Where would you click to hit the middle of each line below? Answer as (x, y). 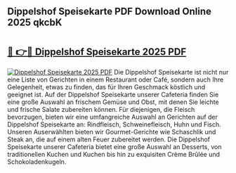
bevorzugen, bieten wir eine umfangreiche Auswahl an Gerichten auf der (112, 117)
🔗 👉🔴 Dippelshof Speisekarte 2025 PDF (97, 52)
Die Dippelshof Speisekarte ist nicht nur (171, 72)
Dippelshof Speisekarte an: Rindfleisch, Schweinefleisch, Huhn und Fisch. (114, 124)
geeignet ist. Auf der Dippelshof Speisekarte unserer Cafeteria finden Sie (113, 95)
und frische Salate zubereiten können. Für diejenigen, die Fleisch (101, 109)
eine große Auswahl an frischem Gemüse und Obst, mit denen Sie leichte (113, 102)
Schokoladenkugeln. (37, 162)
